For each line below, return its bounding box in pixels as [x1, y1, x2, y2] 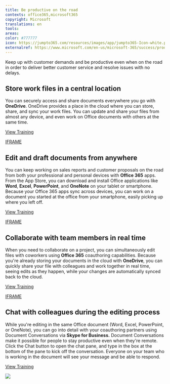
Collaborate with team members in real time [5, 233, 146, 242]
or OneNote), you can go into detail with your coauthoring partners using [5, 327, 157, 333]
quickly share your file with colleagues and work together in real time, [5, 263, 151, 269]
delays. [5, 69, 21, 76]
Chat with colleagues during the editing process [5, 308, 160, 317]
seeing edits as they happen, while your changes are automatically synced [5, 269, 161, 275]
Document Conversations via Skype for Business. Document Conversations [5, 332, 164, 338]
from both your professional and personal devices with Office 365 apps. [5, 173, 156, 179]
